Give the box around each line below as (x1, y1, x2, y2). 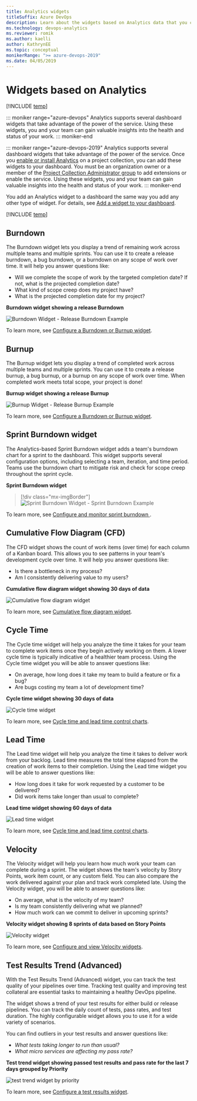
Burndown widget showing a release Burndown (6, 304, 124, 311)
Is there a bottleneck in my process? (14, 567, 103, 574)
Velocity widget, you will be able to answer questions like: (6, 885, 145, 892)
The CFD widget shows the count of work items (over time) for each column (6, 543, 190, 551)
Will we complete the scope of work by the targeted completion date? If (14, 274, 188, 281)
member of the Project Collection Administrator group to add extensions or (6, 169, 187, 177)
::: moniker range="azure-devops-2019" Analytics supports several (6, 144, 168, 151)
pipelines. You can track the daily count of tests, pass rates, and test (6, 1006, 172, 1013)
